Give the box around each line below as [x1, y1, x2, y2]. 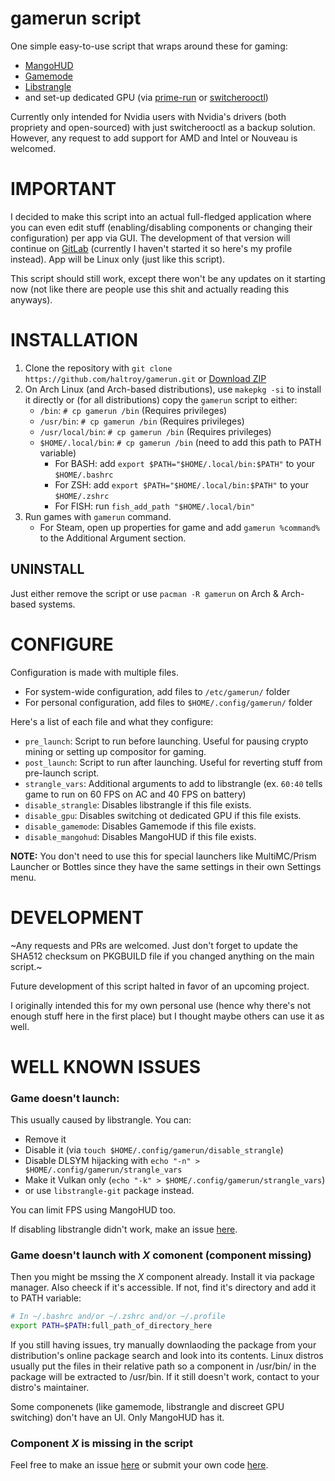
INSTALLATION [10, 329, 138, 352]
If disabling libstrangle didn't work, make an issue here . [10, 1223, 238, 1235]
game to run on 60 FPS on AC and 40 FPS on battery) [24, 788, 247, 800]
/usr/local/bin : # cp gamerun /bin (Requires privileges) [39, 425, 272, 437]
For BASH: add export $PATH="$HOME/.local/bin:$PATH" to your [54, 457, 315, 469]
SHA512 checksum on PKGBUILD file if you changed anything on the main [10, 950, 315, 962]
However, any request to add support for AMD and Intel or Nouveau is [10, 132, 298, 144]
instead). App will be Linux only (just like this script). [10, 253, 226, 265]
